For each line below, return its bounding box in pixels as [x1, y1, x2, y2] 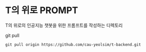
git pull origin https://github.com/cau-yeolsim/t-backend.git [5, 42, 141, 47]
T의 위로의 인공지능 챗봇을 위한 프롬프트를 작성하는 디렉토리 [5, 22, 123, 28]
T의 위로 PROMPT [5, 5, 78, 16]
